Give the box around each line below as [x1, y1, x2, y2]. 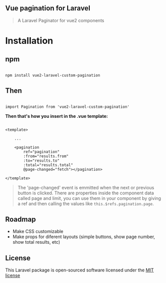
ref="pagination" [23, 149, 60, 154]
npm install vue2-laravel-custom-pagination [5, 73, 100, 78]
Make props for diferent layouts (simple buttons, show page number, [12, 234, 155, 240]
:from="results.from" [23, 154, 69, 159]
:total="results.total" [23, 162, 73, 168]
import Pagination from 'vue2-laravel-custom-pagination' [5, 104, 130, 109]
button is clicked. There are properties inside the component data [17, 190, 154, 196]
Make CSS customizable [12, 229, 64, 235]
